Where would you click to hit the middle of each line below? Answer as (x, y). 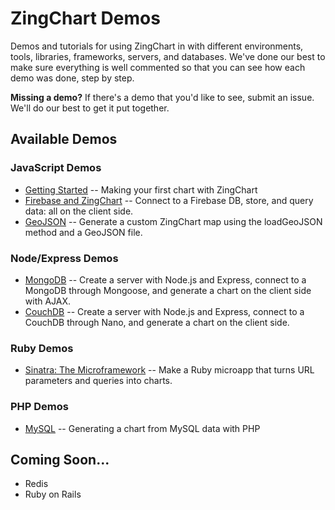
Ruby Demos (42, 348)
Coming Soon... (60, 459)
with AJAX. (48, 301)
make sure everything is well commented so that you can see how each (158, 67)
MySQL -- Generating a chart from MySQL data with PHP (142, 428)
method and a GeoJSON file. (83, 232)
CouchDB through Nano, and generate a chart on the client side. (157, 322)
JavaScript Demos (56, 168)
